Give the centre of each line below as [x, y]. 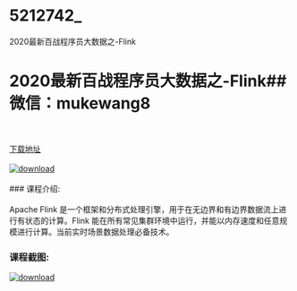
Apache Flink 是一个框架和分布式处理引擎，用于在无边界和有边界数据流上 [144, 209]
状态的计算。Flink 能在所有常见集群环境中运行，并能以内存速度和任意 [152, 220]
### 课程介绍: [35, 188]
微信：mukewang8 [80, 103]
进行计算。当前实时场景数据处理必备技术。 [95, 231]
